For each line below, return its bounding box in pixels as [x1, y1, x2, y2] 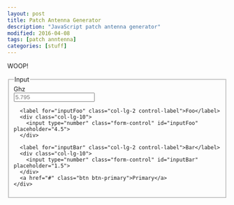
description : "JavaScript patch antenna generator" [7, 23, 161, 30]
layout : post [7, 10, 45, 17]
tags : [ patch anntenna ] [7, 36, 77, 43]
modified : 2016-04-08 [7, 29, 71, 37]
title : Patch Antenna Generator [7, 17, 101, 24]
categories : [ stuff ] [7, 43, 68, 50]
